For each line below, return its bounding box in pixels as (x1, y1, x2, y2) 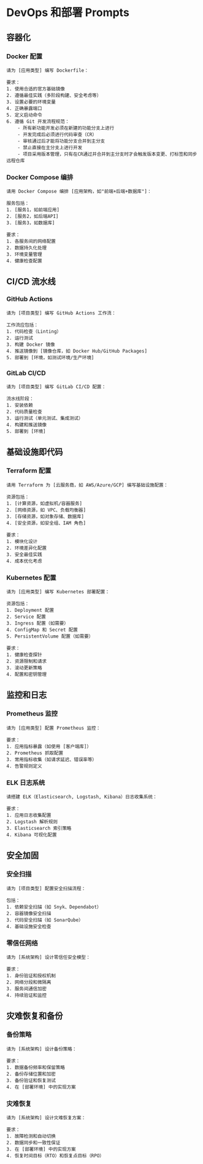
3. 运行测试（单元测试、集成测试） (6, 415, 83, 421)
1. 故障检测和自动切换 (6, 1133, 56, 1139)
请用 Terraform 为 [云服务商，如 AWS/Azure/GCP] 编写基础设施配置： (6, 482, 169, 488)
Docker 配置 (6, 52, 43, 60)
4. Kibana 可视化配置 (6, 832, 57, 838)
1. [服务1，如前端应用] (6, 207, 60, 213)
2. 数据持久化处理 (6, 245, 47, 251)
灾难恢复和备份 (6, 1010, 63, 1021)
